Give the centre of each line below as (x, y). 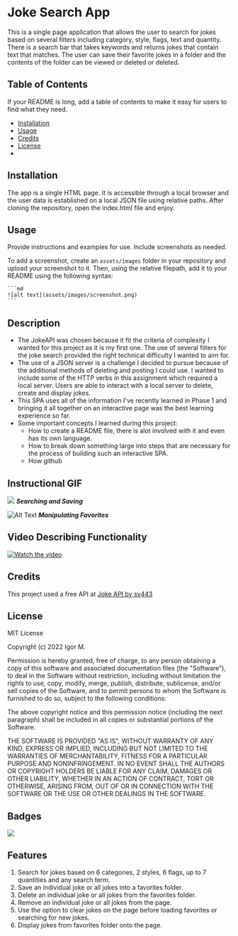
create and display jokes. (54, 393)
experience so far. (44, 415)
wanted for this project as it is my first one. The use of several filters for (122, 348)
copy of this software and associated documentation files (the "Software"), (117, 668)
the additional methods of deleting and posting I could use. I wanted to (121, 371)
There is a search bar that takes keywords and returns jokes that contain (113, 47)
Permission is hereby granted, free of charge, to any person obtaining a (112, 660)
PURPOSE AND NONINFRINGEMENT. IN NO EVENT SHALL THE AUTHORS (116, 763)
